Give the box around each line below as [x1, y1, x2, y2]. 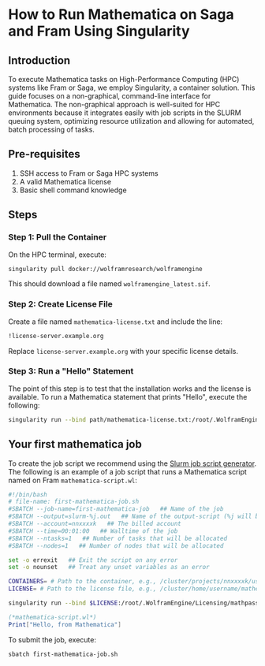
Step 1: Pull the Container [8, 232, 107, 243]
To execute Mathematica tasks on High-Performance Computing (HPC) [8, 75, 240, 84]
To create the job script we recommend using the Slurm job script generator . [8, 459, 257, 468]
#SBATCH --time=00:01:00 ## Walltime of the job [8, 526, 178, 535]
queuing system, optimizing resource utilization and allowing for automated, [8, 117, 255, 125]
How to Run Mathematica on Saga [8, 6, 234, 24]
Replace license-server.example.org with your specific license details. [8, 346, 239, 355]
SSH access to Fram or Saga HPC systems [19, 168, 159, 178]
